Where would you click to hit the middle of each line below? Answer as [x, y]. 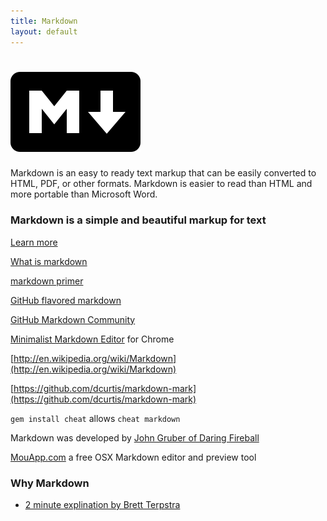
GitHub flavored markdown [66, 300]
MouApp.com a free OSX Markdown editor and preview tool [133, 457]
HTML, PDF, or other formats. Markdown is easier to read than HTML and [161, 184]
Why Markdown [50, 483]
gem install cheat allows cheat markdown [95, 418]
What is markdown [49, 261]
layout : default [44, 31]
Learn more [34, 242]
